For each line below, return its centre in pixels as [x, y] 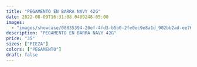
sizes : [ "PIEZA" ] [27, 44]
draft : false [22, 55]
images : [16, 22]
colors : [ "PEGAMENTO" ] [34, 50]
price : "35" [21, 38]
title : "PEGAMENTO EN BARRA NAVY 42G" [53, 11]
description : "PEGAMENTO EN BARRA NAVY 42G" [61, 33]
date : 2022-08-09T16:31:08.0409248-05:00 [57, 17]
